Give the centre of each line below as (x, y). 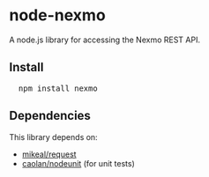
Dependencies (50, 116)
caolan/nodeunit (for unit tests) (78, 163)
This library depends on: (54, 136)
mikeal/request (49, 154)
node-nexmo (57, 15)
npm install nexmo (58, 88)
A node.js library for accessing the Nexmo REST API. (105, 40)
